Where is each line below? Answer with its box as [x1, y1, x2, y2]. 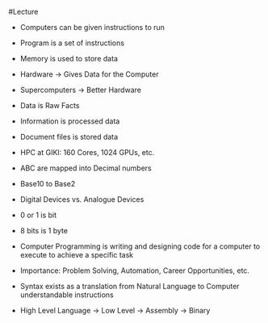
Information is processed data [19, 116, 120, 126]
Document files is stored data [19, 132, 119, 141]
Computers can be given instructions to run [19, 23, 165, 31]
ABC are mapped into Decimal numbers [19, 163, 152, 173]
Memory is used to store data [19, 54, 119, 63]
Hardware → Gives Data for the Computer [19, 69, 159, 79]
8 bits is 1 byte [19, 226, 69, 235]
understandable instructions [19, 290, 115, 300]
